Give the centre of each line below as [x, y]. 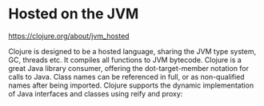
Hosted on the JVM [74, 14]
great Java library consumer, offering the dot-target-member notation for [129, 68]
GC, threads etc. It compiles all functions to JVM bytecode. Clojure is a [125, 60]
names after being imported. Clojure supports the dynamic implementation [131, 85]
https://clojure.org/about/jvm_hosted [69, 36]
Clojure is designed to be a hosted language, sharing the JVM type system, [132, 51]
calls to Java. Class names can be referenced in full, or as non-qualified [127, 77]
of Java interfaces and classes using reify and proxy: [96, 93]
